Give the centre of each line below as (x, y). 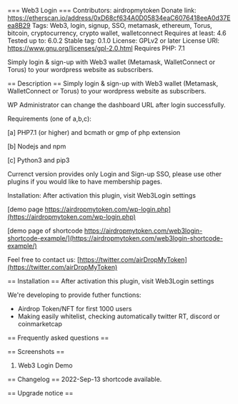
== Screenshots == (36, 352)
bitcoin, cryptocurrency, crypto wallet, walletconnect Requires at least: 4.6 (117, 33)
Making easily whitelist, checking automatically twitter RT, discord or (119, 316)
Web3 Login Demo (45, 365)
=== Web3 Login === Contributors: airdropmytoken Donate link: (102, 10)
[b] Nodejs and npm (37, 146)
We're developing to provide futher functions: (74, 295)
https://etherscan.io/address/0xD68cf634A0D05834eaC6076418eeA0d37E (119, 18)
